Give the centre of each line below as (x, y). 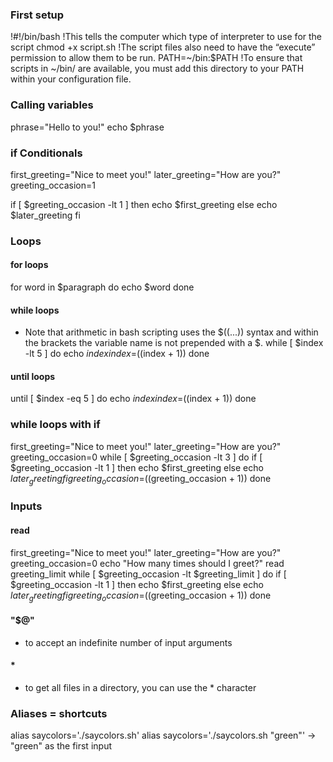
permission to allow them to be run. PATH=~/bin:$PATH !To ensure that (156, 58)
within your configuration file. (71, 79)
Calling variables (52, 105)
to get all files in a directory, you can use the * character (140, 687)
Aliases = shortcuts (59, 713)
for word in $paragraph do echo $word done (102, 287)
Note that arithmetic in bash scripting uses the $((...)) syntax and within (171, 332)
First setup (37, 15)
